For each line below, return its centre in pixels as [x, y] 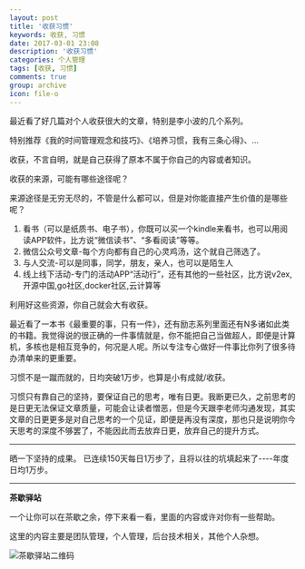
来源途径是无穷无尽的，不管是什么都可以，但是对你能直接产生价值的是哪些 [148, 198]
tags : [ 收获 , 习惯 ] [44, 69]
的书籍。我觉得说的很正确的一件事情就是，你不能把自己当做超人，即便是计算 [152, 335]
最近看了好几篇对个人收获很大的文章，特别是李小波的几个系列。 [128, 121]
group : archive [38, 85]
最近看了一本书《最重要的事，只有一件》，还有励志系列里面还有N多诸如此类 [150, 324]
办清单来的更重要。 [45, 358]
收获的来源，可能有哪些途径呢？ [69, 179]
